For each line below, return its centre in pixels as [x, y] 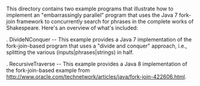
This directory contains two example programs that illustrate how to [90, 9]
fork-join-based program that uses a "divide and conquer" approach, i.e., [97, 46]
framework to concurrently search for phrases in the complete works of [105, 21]
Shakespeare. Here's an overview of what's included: [72, 28]
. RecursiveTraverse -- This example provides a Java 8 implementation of [97, 64]
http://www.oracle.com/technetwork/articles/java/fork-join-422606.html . [96, 77]
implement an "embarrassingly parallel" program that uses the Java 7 [92, 15]
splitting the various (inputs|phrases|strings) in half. [70, 52]
